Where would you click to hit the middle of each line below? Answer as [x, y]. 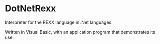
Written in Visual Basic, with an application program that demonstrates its [80, 32]
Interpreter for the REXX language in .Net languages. [59, 22]
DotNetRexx [31, 9]
